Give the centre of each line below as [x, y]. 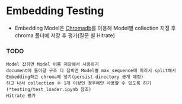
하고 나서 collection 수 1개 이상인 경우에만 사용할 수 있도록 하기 [79, 83]
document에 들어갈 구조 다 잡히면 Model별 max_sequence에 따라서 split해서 [91, 71]
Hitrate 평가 [21, 96]
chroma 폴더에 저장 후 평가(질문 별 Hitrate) [65, 35]
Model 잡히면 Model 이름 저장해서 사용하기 [52, 64]
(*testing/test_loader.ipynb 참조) [49, 90]
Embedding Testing [55, 11]
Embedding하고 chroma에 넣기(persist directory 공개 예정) [75, 77]
